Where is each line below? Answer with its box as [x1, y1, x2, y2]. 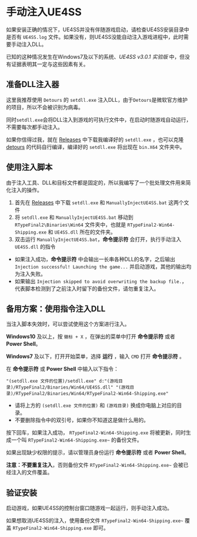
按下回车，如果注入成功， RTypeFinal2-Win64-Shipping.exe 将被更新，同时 [6, 429, 186, 436]
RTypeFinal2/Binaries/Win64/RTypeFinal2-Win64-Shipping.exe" [15, 391, 169, 397]
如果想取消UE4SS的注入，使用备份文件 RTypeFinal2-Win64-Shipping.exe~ [6, 517, 183, 524]
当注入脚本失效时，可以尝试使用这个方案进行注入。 [6, 320, 130, 327]
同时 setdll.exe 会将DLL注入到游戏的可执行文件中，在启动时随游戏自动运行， [6, 116, 192, 123]
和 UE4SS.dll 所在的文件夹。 [48, 228, 116, 236]
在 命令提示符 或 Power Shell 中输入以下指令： [6, 366, 119, 373]
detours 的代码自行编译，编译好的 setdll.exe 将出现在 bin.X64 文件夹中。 [6, 143, 185, 150]
